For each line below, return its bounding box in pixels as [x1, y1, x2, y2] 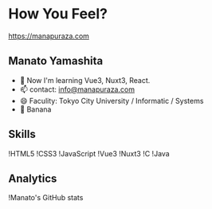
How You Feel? [8, 5, 108, 23]
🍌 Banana [19, 104, 52, 114]
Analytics [8, 172, 57, 185]
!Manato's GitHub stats [8, 193, 84, 203]
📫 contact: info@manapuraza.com [19, 85, 135, 94]
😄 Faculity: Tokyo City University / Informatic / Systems [19, 96, 204, 105]
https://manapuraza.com [8, 31, 90, 41]
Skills [8, 128, 36, 141]
